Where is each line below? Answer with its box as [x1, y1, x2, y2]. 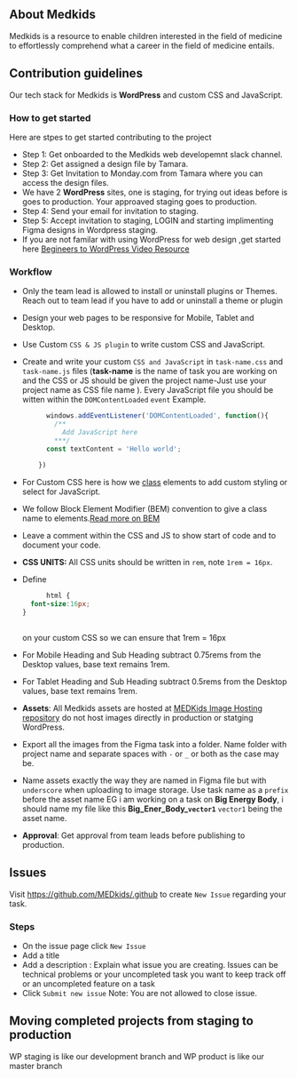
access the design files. [21, 177, 109, 188]
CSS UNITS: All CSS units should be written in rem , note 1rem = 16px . [21, 557, 273, 568]
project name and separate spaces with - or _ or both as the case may [21, 748, 279, 759]
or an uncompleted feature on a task [21, 978, 155, 989]
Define [21, 574, 47, 585]
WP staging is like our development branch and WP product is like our [9, 1050, 264, 1061]
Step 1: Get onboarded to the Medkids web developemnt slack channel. [21, 148, 283, 159]
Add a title [21, 950, 60, 961]
